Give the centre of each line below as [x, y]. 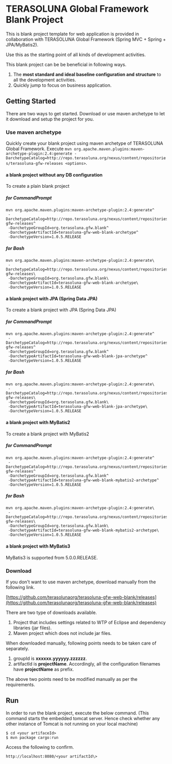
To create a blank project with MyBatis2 [47, 434]
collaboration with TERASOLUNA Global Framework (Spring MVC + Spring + [86, 39]
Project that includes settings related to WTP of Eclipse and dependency [89, 622]
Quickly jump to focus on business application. [62, 85]
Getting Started [31, 101]
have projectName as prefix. [43, 669]
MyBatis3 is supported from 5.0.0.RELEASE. [52, 557]
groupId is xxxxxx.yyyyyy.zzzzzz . [50, 658]
